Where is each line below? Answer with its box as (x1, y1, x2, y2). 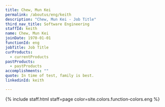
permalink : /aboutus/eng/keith (5, 12, 72, 17)
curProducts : (5, 49, 33, 55)
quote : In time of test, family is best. (5, 73, 94, 78)
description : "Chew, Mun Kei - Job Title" (5, 17, 96, 22)
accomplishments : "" (5, 69, 49, 74)
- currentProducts (10, 54, 49, 60)
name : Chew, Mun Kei (5, 31, 49, 36)
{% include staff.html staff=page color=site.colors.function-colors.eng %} (5, 96, 160, 102)
